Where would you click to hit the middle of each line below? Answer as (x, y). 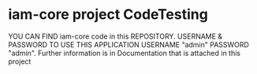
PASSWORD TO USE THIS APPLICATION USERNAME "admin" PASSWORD (129, 44)
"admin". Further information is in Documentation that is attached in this (124, 53)
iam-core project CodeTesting (108, 15)
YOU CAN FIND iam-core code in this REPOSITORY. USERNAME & (115, 36)
